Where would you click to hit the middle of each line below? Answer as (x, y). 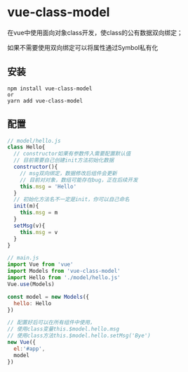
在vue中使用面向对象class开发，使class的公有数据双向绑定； (95, 32)
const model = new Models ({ (48, 297)
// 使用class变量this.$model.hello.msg (63, 329)
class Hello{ (26, 147)
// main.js (23, 258)
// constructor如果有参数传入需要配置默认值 (72, 154)
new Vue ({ (22, 342)
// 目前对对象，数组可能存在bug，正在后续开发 (79, 180)
